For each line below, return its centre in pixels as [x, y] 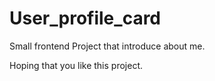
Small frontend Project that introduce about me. [107, 46]
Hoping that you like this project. [76, 65]
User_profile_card [85, 18]
